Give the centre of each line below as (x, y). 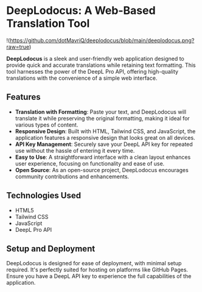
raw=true (18, 47)
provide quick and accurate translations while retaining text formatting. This (101, 65)
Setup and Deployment (51, 249)
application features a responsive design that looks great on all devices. (105, 137)
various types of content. (47, 125)
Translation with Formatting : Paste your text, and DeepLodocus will (101, 112)
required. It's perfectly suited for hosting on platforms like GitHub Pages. (97, 270)
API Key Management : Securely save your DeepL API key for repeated (104, 144)
